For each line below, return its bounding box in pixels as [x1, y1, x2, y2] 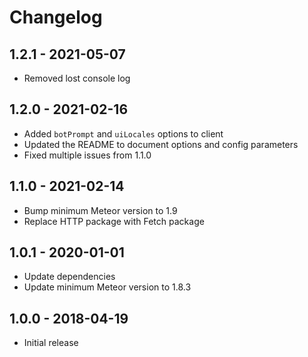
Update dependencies [23, 271, 116, 283]
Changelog [9, 6, 103, 29]
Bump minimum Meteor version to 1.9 [23, 204, 178, 216]
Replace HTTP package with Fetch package [23, 215, 205, 227]
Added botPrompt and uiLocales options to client [23, 127, 224, 140]
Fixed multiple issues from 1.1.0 [23, 149, 152, 161]
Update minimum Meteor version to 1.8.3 [23, 281, 192, 293]
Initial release [23, 337, 79, 349]
